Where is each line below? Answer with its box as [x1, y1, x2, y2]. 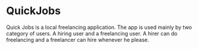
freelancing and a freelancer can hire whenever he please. [6, 36, 150, 43]
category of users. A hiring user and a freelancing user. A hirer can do [6, 30, 178, 37]
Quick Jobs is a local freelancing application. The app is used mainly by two [6, 24, 192, 31]
